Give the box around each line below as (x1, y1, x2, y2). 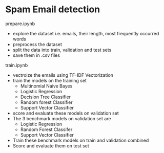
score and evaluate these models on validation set (12, 110, 119, 116)
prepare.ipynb (5, 20, 35, 27)
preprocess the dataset (12, 41, 63, 47)
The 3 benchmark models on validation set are (12, 115, 111, 121)
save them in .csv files (12, 52, 60, 58)
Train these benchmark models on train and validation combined (12, 137, 149, 143)
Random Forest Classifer (20, 126, 73, 133)
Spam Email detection (5, 4, 100, 15)
